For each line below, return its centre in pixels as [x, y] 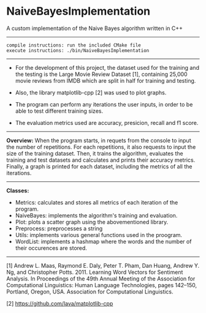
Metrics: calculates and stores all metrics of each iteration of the [97, 202]
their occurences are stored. [51, 248]
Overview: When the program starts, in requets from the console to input [99, 140]
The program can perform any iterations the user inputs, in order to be [104, 104]
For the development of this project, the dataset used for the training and [107, 67]
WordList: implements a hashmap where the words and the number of [103, 241]
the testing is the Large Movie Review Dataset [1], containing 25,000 [101, 74]
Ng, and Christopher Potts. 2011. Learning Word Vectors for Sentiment [95, 272]
